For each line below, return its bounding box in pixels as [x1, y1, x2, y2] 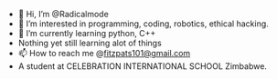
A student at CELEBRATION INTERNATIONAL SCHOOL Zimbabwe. [17, 61, 268, 72]
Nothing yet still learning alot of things [17, 37, 162, 48]
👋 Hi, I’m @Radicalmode [17, 9, 110, 19]
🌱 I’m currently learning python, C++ [17, 28, 156, 38]
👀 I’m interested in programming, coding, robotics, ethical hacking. [17, 18, 270, 29]
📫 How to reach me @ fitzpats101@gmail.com [17, 48, 191, 58]
